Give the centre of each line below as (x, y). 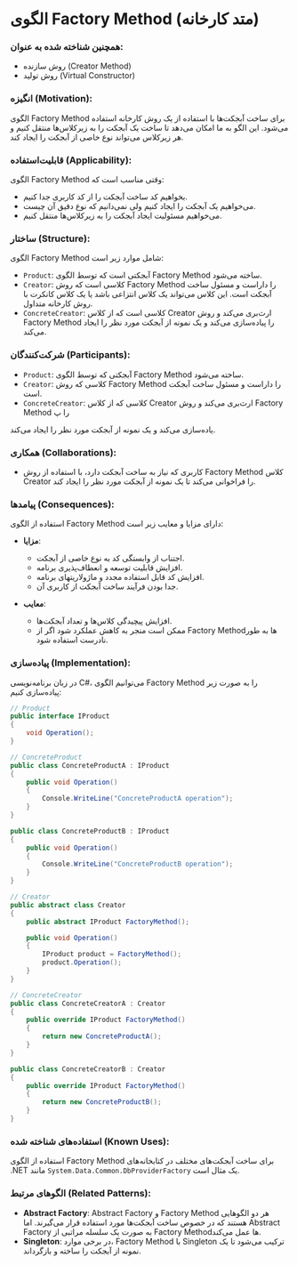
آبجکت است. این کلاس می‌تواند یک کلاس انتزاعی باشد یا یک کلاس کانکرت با (147, 294)
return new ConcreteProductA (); (102, 1036)
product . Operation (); (82, 963)
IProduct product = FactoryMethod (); (112, 955)
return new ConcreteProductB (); (102, 1102)
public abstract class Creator (68, 905)
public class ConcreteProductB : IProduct (90, 831)
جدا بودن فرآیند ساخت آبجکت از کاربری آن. (107, 586)
